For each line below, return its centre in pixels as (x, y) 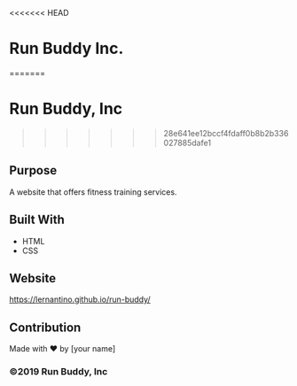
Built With (37, 220)
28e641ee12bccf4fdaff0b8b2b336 (226, 133)
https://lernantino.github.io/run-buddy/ (80, 299)
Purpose (33, 170)
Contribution (45, 327)
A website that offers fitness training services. (93, 192)
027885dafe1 (187, 143)
